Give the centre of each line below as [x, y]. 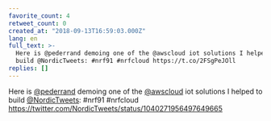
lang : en [23, 38]
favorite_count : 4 [39, 16]
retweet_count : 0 [38, 23]
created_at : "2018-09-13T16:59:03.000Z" [77, 31]
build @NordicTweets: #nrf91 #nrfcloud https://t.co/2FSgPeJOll [126, 61]
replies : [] [28, 69]
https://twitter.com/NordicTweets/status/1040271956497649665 [116, 108]
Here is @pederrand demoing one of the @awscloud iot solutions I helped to [135, 91]
